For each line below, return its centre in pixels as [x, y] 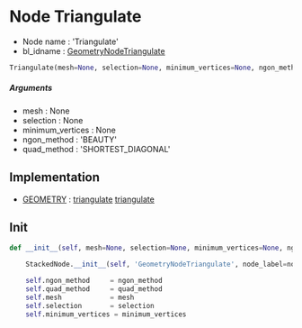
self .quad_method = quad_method [94, 289]
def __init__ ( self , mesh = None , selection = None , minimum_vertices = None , [146, 248]
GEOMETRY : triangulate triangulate [88, 199]
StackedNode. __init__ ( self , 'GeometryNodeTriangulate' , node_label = [156, 264]
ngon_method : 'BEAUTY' [69, 139]
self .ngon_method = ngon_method [94, 281]
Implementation [55, 178]
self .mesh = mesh [80, 297]
